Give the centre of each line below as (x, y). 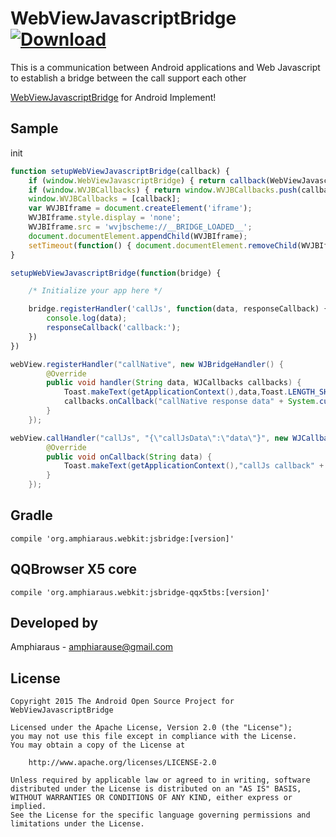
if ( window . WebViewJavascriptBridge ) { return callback (147, 180)
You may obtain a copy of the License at (98, 745)
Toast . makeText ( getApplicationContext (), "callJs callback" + (194, 466)
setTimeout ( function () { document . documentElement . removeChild (163, 245)
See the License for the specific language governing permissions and (160, 815)
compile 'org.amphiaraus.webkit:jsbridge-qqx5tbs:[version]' (140, 592)
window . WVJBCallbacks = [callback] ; (105, 199)
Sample (34, 128)
